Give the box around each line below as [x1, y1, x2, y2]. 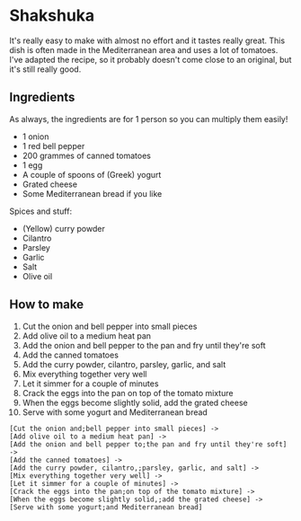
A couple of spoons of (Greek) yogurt [22, 169, 162, 180]
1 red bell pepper [22, 140, 85, 151]
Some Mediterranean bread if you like [22, 188, 163, 199]
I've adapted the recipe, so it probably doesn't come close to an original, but [9, 54, 292, 65]
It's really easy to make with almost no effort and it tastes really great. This [9, 35, 286, 46]
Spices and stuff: [9, 206, 73, 216]
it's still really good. [9, 64, 82, 75]
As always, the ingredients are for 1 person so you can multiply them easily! [9, 113, 288, 124]
